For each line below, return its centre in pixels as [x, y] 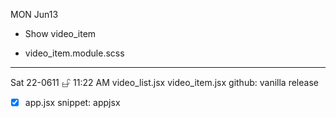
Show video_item [60, 33]
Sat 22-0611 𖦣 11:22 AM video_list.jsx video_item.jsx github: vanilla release [164, 82]
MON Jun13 [34, 14]
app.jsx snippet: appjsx [72, 102]
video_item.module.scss [74, 53]
